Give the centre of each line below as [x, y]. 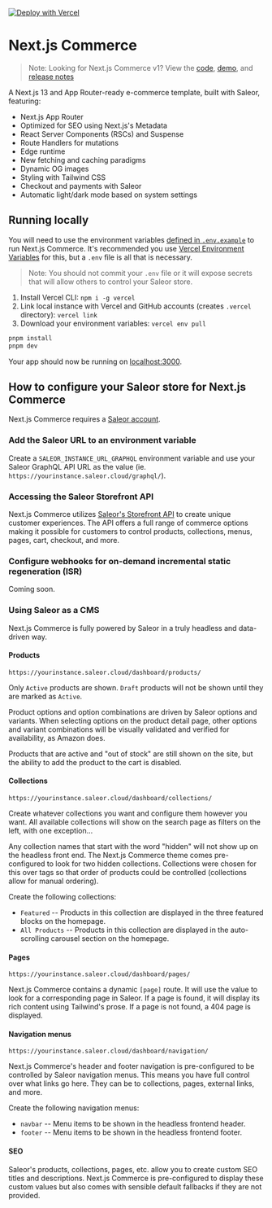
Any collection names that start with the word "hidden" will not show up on [133, 846]
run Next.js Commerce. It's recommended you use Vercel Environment [127, 248]
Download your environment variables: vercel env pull [113, 323]
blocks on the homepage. [63, 921]
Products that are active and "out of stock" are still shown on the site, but [131, 754]
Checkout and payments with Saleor [81, 186]
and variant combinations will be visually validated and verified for [119, 729]
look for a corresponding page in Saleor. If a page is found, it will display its [134, 998]
